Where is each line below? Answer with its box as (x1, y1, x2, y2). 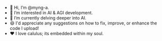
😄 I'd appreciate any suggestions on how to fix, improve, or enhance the (9, 20, 157, 26)
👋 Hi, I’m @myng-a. (9, 5, 49, 10)
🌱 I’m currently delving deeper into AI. (9, 15, 87, 20)
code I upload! (9, 25, 39, 31)
